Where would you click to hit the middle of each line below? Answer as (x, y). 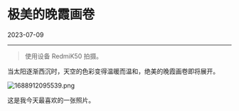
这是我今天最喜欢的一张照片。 (51, 100)
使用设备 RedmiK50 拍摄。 (64, 56)
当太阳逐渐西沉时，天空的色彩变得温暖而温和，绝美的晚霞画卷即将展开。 (113, 71)
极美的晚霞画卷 (51, 15)
